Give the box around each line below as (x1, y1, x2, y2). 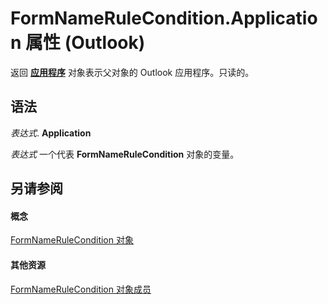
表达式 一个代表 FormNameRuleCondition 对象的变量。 (10, 148, 240, 160)
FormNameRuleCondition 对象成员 (10, 283, 152, 295)
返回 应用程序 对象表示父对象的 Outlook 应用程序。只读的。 (10, 66, 255, 78)
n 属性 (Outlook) (10, 32, 146, 54)
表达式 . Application (10, 127, 92, 139)
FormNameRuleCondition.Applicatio (10, 7, 318, 30)
